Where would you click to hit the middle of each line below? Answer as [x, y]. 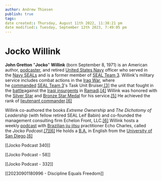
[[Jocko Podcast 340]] [28, 145]
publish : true [19, 14]
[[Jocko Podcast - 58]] [28, 155]
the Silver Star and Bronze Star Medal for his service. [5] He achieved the [78, 96]
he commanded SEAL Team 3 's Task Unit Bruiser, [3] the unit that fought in [79, 86]
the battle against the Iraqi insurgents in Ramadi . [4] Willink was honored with [81, 90]
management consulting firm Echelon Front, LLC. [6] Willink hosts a [72, 121]
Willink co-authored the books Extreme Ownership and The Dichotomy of [78, 110]
